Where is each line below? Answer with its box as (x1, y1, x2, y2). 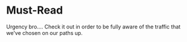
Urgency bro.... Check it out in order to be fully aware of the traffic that (6, 23, 181, 30)
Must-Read (6, 4, 63, 17)
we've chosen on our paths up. (6, 29, 83, 36)
